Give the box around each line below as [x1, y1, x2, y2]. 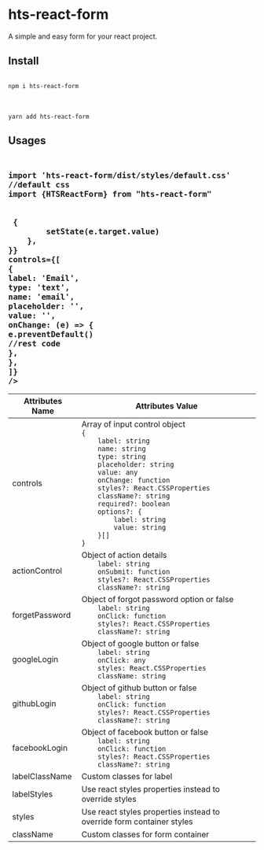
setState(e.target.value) [46, 226, 160, 237]
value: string [113, 523, 167, 532]
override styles [81, 793, 137, 804]
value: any [97, 468, 138, 477]
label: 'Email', [8, 273, 80, 283]
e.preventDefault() [8, 329, 94, 339]
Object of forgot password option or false [81, 593, 234, 604]
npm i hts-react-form [8, 82, 79, 90]
